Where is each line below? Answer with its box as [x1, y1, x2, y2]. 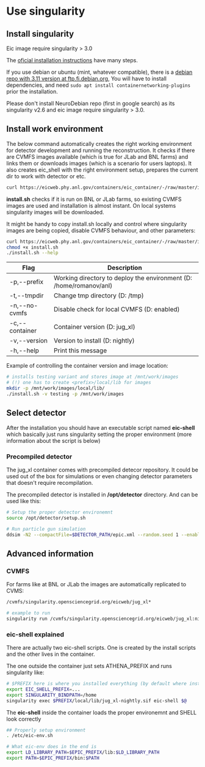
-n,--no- [9, 301, 38, 310]
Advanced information [6, 548, 94, 559]
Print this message [54, 346, 107, 355]
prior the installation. [6, 88, 58, 95]
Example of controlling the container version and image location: [6, 362, 169, 369]
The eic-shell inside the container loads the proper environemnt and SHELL [6, 708, 197, 716]
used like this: [6, 497, 41, 504]
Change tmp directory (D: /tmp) [54, 291, 145, 300]
